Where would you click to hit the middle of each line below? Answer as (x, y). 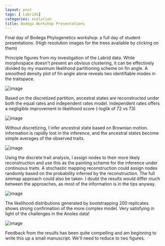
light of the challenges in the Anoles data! (47, 214)
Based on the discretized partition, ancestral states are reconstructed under (82, 98)
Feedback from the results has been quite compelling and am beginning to (81, 233)
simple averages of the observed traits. (45, 138)
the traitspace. (20, 79)
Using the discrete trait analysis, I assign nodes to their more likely (73, 158)
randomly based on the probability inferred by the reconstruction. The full (80, 174)
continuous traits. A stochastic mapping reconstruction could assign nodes (81, 168)
